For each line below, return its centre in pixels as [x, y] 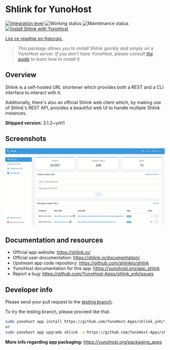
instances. [16, 113]
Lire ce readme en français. [34, 38]
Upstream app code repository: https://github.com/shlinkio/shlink [81, 263]
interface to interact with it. [33, 93]
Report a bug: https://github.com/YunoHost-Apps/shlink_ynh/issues [83, 274]
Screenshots [26, 139]
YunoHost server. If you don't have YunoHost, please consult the [85, 54]
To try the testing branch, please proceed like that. [58, 312]
